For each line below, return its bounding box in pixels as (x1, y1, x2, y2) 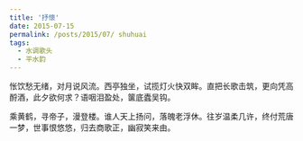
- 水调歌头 (17, 47, 53, 56)
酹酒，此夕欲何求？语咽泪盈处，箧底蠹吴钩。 (9, 92, 176, 102)
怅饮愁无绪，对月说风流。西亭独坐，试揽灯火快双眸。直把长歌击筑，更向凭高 (9, 81, 294, 91)
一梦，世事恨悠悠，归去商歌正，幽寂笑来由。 (9, 122, 176, 133)
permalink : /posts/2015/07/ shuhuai (9, 30, 147, 39)
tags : (9, 38, 30, 48)
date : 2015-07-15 (9, 22, 75, 31)
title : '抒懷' (9, 13, 60, 22)
